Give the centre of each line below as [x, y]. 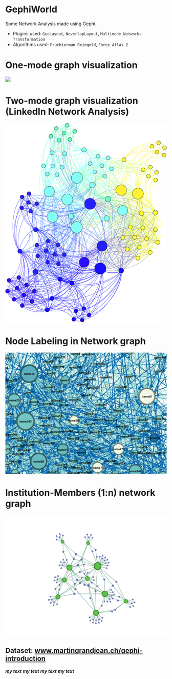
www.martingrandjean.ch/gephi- [89, 651]
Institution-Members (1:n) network [80, 493]
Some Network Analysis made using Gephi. [51, 24]
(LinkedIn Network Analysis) [67, 112]
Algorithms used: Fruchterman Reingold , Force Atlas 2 [70, 44]
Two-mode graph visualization [72, 101]
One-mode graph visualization [71, 65]
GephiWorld [31, 9]
